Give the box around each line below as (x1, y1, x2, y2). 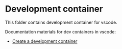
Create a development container (12, 38, 77, 44)
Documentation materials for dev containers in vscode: (5, 29, 116, 34)
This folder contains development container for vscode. (5, 19, 118, 25)
